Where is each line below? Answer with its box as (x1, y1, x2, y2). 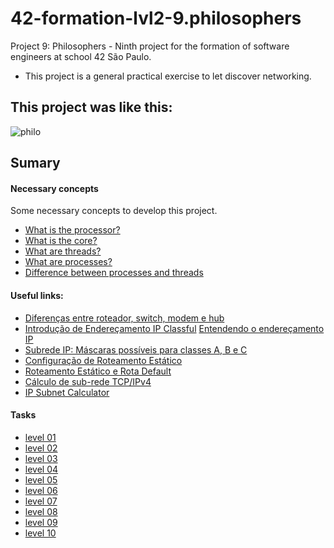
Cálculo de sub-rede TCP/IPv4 (24, 375, 152, 387)
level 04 (24, 463, 59, 475)
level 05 (24, 473, 58, 486)
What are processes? (24, 256, 113, 268)
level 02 (24, 442, 58, 454)
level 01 (24, 431, 57, 443)
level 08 (24, 505, 58, 517)
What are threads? (24, 245, 102, 257)
